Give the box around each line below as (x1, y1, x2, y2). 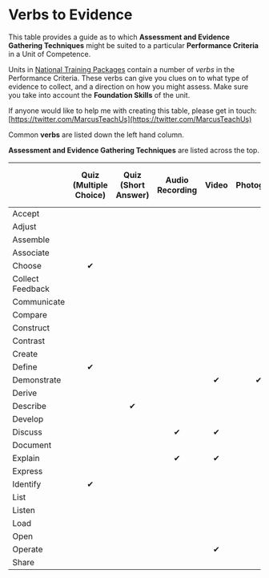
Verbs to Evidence (8, 6, 133, 24)
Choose (12, 260, 42, 271)
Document (12, 439, 52, 451)
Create (12, 348, 38, 359)
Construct (12, 322, 50, 333)
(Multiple (72, 179, 108, 190)
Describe (12, 400, 46, 411)
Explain (12, 452, 40, 463)
